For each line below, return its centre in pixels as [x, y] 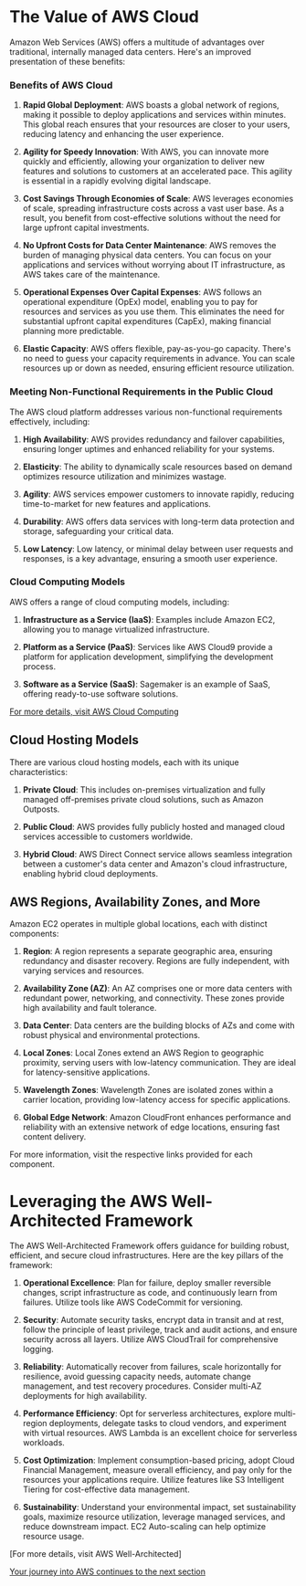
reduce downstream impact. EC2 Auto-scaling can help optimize [144, 1527]
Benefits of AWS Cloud [61, 85]
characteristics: [39, 772]
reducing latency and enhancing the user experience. [123, 134]
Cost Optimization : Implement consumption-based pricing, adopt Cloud [158, 1460]
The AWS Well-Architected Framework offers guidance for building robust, [149, 1246]
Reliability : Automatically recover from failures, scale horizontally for [152, 1367]
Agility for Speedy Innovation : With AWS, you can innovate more [146, 152]
